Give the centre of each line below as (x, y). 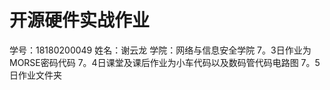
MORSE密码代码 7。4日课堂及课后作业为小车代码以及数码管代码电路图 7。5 (165, 62)
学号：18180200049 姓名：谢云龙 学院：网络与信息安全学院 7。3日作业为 (160, 50)
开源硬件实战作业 (80, 20)
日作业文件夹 (35, 75)
